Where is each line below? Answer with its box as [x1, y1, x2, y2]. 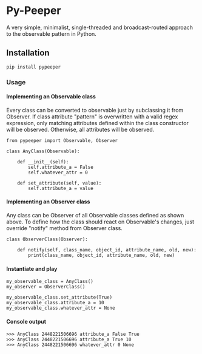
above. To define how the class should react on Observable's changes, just [6, 218, 195, 225]
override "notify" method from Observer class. [6, 225, 123, 232]
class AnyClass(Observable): [6, 148, 80, 154]
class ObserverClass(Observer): [6, 236, 88, 243]
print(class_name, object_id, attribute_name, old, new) [28, 253, 175, 259]
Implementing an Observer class [6, 198, 90, 205]
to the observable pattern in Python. [6, 30, 97, 37]
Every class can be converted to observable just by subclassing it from [6, 106, 184, 114]
